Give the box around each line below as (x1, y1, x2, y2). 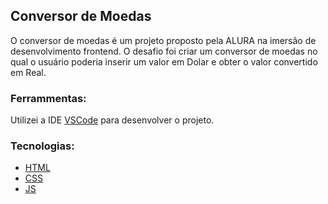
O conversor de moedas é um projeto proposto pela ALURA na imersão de (10, 34, 317, 46)
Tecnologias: (10, 139, 75, 153)
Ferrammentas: (10, 91, 87, 105)
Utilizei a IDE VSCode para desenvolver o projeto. (10, 114, 215, 126)
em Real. (10, 66, 47, 78)
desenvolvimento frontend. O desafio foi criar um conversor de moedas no (10, 45, 318, 57)
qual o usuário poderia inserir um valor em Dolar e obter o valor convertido (10, 55, 318, 68)
